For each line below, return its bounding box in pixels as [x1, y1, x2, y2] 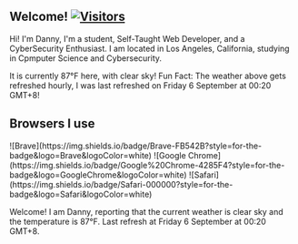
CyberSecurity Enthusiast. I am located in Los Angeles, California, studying [9, 43, 290, 54]
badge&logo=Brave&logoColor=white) [9, 149, 153, 160]
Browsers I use [9, 116, 95, 132]
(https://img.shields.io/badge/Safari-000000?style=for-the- [9, 178, 233, 189]
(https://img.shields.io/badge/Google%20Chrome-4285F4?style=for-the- [9, 159, 285, 170]
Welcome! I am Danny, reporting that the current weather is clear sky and [9, 206, 283, 217]
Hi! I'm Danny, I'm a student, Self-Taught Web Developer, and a [9, 33, 245, 44]
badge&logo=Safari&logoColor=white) [9, 188, 153, 199]
